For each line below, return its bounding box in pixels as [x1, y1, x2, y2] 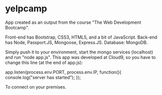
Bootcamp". [5, 24, 29, 30]
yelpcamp [5, 3, 47, 14]
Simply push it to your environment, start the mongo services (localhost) [5, 49, 154, 55]
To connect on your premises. [5, 84, 67, 90]
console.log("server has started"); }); [5, 74, 81, 80]
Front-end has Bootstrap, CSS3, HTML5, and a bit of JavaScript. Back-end [5, 34, 158, 40]
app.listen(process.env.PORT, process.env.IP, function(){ [5, 69, 122, 75]
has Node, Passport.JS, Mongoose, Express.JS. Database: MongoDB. [5, 39, 148, 45]
